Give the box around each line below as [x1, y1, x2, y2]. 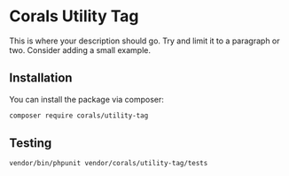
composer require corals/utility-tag [9, 111, 149, 120]
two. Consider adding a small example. [9, 44, 151, 55]
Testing [9, 135, 52, 151]
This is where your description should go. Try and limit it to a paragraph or [9, 35, 281, 46]
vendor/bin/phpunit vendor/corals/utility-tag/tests [9, 159, 208, 168]
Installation [9, 71, 73, 86]
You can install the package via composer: [9, 94, 164, 104]
